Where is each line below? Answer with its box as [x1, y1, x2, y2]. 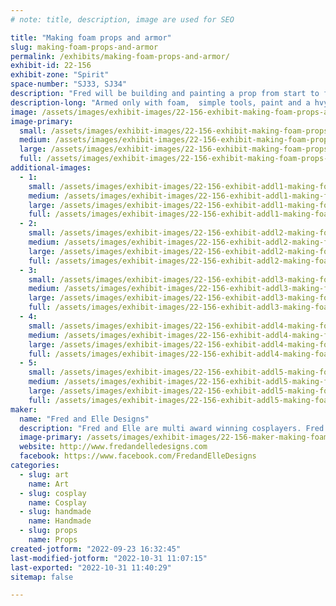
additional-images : [10, 163, 92, 173]
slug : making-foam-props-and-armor [10, 42, 159, 52]
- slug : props [19, 526, 78, 536]
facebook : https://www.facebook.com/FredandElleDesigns [19, 451, 257, 461]
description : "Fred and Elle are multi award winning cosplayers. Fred [19, 423, 325, 433]
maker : [10, 404, 38, 415]
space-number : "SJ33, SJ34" [10, 79, 128, 90]
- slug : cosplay [19, 488, 87, 498]
